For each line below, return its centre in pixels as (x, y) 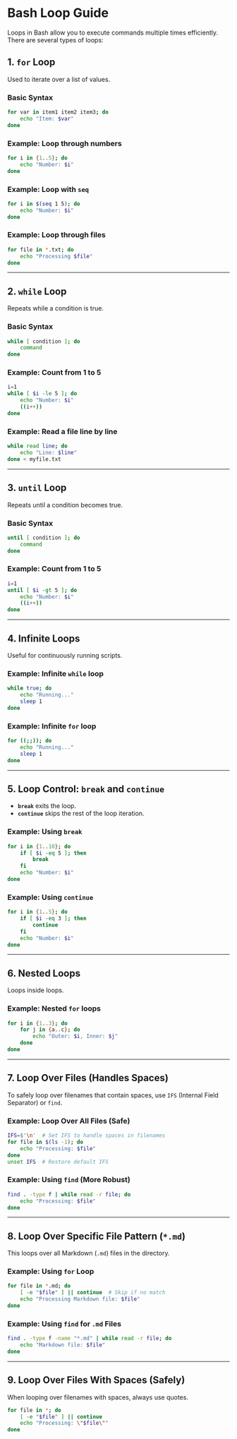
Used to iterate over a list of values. (59, 79)
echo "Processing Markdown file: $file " (80, 1299)
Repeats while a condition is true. (56, 308)
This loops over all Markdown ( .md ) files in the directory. (89, 1253)
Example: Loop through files (56, 235)
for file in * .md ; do (39, 1286)
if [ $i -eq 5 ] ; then (53, 853)
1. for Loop (31, 62)
